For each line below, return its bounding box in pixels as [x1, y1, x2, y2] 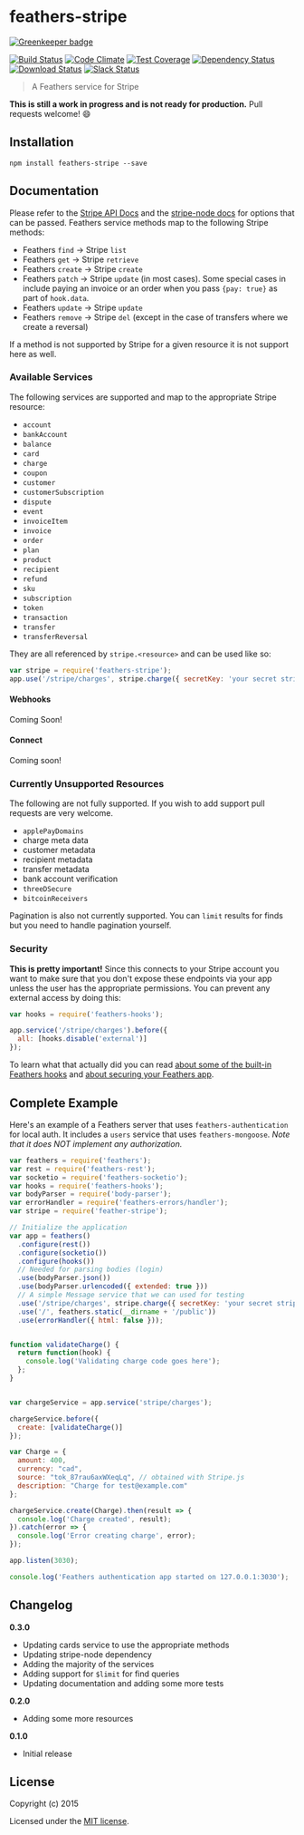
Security [9, 943, 48, 956]
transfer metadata [22, 864, 90, 875]
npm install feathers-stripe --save [9, 159, 147, 168]
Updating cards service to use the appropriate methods [22, 1639, 230, 1650]
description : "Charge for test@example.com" [17, 1481, 188, 1490]
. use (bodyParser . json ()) [17, 1274, 111, 1283]
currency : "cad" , [17, 1464, 83, 1474]
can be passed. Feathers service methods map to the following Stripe [9, 217, 269, 228]
